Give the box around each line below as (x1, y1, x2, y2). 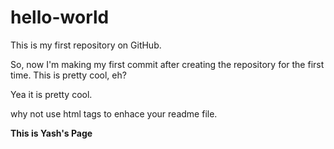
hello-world (10, 6, 110, 29)
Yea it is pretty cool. (10, 88, 93, 100)
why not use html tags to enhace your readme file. (10, 107, 218, 120)
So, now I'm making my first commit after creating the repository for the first (10, 58, 325, 70)
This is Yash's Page (10, 127, 93, 139)
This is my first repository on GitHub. (10, 39, 162, 51)
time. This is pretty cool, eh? (10, 69, 127, 81)
